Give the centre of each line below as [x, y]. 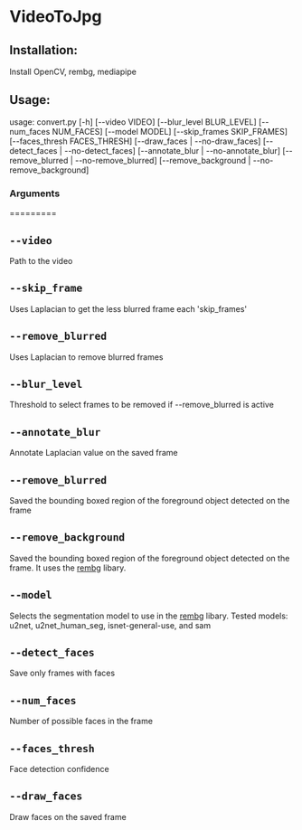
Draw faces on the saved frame [68, 816]
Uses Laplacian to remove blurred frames [86, 357]
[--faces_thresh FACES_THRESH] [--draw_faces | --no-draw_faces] [135, 141]
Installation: [44, 50]
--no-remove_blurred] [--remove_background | [163, 160]
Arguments [35, 193]
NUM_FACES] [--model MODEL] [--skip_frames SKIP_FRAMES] [170, 131]
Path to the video [41, 260]
